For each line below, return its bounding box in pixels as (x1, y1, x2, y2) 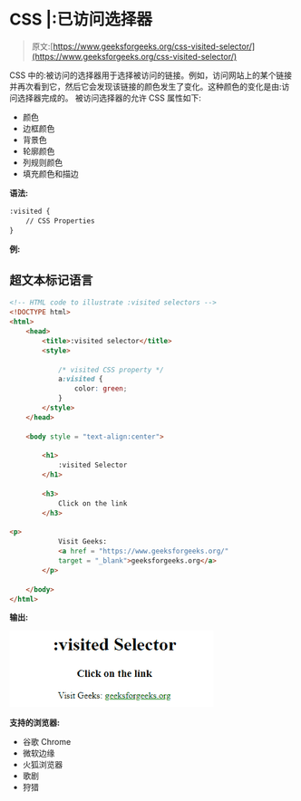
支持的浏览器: (9, 718, 61, 729)
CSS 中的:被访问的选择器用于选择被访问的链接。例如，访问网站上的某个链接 (9, 70, 293, 81)
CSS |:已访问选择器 (9, 9, 152, 30)
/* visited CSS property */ (57, 365, 165, 374)
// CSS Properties (25, 216, 95, 226)
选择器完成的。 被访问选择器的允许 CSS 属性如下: (16, 92, 202, 103)
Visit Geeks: (57, 537, 107, 546)
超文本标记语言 (9, 272, 93, 287)
